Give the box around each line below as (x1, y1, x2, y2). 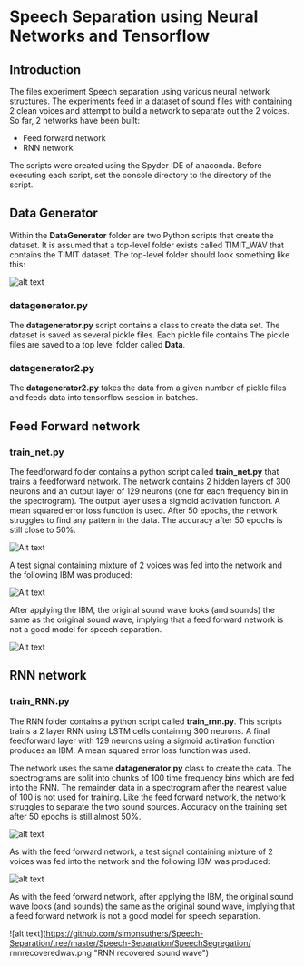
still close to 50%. (9, 525, 77, 536)
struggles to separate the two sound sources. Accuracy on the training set (9, 801, 288, 811)
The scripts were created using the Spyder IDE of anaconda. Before (9, 160, 262, 170)
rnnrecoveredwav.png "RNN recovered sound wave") (9, 947, 210, 958)
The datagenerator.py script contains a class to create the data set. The (9, 320, 280, 331)
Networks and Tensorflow (9, 25, 211, 46)
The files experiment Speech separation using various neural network (9, 86, 270, 96)
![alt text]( (9, 928, 47, 939)
